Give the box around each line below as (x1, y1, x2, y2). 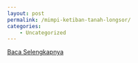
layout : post (7, 10, 45, 17)
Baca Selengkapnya (7, 48, 64, 56)
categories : (7, 23, 41, 29)
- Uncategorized (19, 29, 67, 36)
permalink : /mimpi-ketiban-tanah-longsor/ (7, 16, 131, 23)
